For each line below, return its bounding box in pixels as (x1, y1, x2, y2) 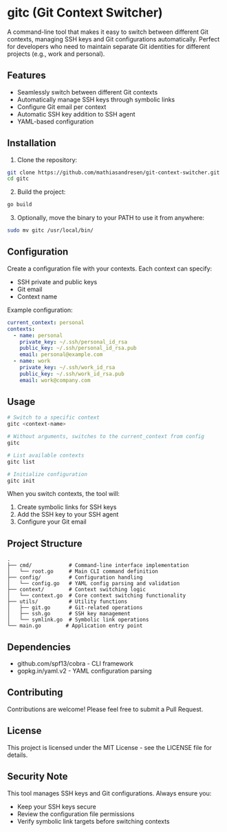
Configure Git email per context (17, 102, 107, 111)
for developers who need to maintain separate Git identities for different (7, 42, 210, 50)
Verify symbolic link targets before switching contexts (17, 817, 170, 825)
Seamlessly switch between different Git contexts (17, 88, 158, 96)
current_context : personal (7, 319, 85, 326)
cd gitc (7, 175, 30, 182)
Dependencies (7, 641, 71, 653)
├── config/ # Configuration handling (7, 574, 143, 581)
